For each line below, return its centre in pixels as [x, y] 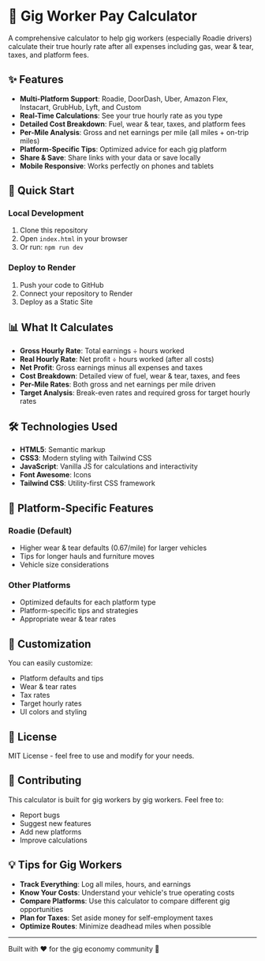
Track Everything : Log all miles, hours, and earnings [105, 884]
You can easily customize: [50, 663]
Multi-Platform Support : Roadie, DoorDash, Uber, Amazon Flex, [124, 99]
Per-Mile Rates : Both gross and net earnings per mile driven [118, 384]
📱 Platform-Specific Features [81, 508]
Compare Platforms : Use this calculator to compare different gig [125, 901]
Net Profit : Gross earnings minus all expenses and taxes [111, 367]
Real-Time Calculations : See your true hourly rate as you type [121, 115]
